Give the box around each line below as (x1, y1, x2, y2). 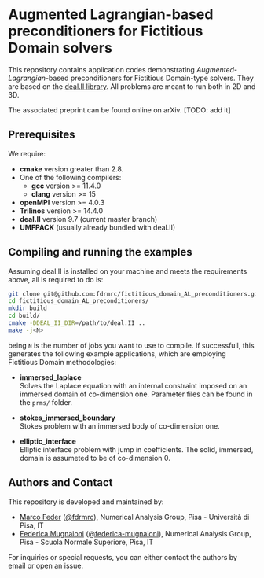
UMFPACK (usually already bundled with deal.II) (19, 223, 176, 232)
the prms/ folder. (19, 397, 73, 407)
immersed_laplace (19, 372, 82, 382)
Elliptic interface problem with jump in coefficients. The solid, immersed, (19, 444, 254, 454)
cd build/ (8, 312, 41, 320)
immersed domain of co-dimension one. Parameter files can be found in (19, 389, 253, 399)
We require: (8, 149, 46, 158)
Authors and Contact (8, 476, 113, 489)
